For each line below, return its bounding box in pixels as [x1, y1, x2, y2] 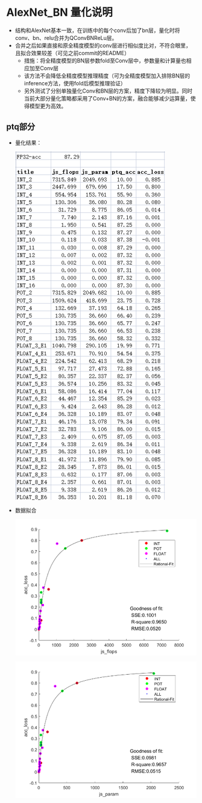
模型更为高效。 [29, 102, 67, 110]
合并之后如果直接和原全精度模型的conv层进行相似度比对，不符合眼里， [14, 42, 192, 49]
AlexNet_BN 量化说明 [6, 5, 113, 19]
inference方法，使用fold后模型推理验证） [24, 79, 126, 87]
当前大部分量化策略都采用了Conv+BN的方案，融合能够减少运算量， [24, 94, 191, 102]
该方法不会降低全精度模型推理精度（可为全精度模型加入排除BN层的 [24, 72, 191, 79]
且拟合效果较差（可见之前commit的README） [14, 49, 130, 56]
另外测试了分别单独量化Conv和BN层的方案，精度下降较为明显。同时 [24, 87, 193, 94]
